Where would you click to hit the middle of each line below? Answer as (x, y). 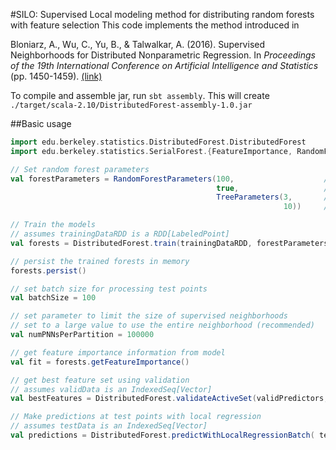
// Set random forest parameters (80, 169)
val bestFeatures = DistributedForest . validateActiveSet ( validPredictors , (169, 399)
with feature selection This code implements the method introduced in (155, 25)
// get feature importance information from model (118, 352)
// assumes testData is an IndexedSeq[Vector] (109, 426)
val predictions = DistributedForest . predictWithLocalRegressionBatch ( (162, 435)
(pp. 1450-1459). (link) (56, 76)
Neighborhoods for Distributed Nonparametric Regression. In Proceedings (163, 55)
